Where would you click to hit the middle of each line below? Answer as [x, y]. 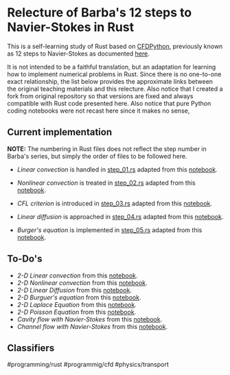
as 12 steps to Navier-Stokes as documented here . [78, 54]
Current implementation [59, 132]
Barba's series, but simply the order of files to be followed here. [97, 156]
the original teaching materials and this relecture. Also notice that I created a [115, 89]
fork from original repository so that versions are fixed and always [100, 96]
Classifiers [31, 348]
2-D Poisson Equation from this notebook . [77, 312]
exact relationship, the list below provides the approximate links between [110, 81]
